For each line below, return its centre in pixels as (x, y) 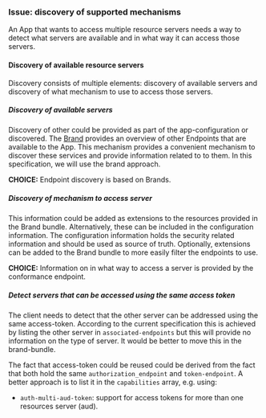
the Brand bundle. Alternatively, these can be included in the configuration (131, 227)
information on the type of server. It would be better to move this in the (125, 341)
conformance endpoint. (47, 277)
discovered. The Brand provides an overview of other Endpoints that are (127, 138)
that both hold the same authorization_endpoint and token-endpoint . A (126, 374)
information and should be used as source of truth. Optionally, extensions (129, 244)
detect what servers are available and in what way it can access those (124, 38)
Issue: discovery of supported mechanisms (95, 12)
